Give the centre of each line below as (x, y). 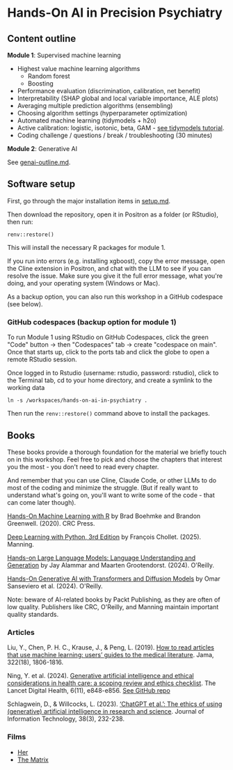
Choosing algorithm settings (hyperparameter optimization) (102, 113)
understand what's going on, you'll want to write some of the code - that (111, 495)
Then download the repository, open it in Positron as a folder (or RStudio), (113, 214)
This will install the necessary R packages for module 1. (86, 247)
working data (26, 388)
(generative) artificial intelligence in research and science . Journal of (106, 712)
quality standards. (33, 614)
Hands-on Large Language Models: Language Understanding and (102, 558)
